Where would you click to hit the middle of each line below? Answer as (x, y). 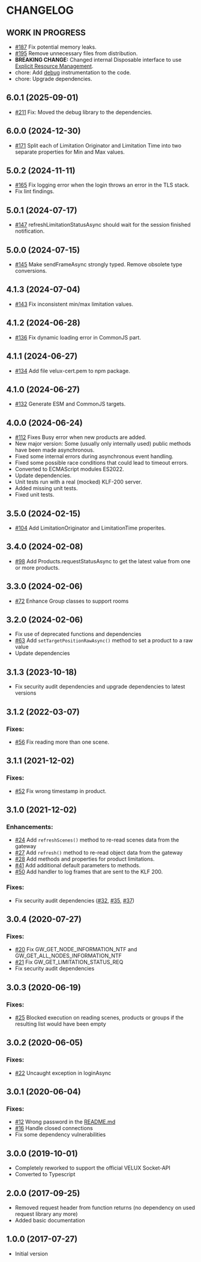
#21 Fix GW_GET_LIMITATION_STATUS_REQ (69, 962)
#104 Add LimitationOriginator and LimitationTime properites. (90, 528)
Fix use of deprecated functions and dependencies (78, 634)
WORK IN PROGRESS (46, 33)
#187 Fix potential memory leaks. (56, 47)
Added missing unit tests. (46, 488)
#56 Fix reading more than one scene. (62, 742)
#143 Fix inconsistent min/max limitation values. (74, 304)
